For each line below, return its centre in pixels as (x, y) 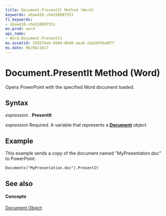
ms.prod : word (20, 29)
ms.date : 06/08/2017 (27, 48)
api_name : (16, 34)
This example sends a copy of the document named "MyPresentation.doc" (83, 153)
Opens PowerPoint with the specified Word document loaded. (70, 87)
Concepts (16, 197)
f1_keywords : (19, 19)
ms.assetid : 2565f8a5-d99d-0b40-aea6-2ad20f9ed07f (60, 43)
